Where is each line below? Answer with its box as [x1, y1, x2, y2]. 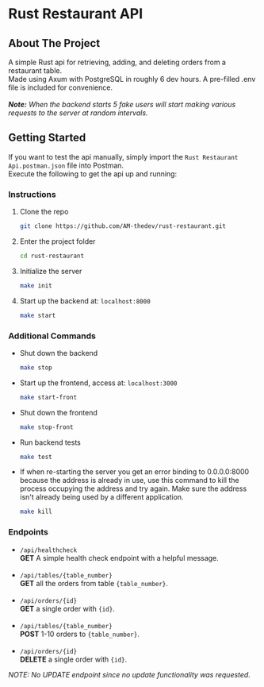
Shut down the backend [19, 348, 98, 357]
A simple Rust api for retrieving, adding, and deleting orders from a [8, 57, 226, 67]
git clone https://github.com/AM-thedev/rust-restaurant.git [19, 222, 227, 230]
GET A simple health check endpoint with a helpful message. [19, 553, 220, 562]
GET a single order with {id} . [19, 604, 115, 613]
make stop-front [19, 423, 74, 431]
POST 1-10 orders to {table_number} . [19, 629, 140, 639]
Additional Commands [8, 330, 97, 342]
